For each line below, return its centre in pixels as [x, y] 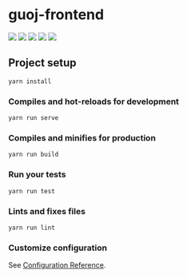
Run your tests [37, 175]
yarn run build [34, 155]
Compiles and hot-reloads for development [94, 101]
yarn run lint [32, 228]
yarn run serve [34, 118]
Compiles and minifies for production [82, 137]
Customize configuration [58, 248]
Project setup [43, 63]
